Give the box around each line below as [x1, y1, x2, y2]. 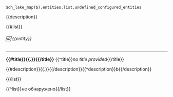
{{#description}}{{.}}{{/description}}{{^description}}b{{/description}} [6, 66, 152, 72]
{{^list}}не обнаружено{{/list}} [6, 86, 71, 92]
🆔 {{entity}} [6, 35, 32, 41]
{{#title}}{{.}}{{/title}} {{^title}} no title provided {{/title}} [6, 56, 125, 62]
